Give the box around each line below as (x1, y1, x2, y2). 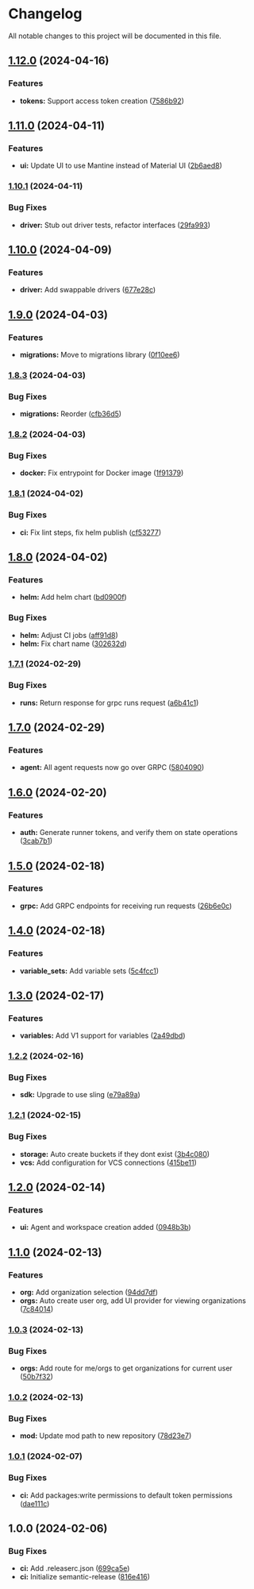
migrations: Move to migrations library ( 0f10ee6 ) (19, 350, 180, 359)
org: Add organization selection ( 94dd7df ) (19, 1288, 159, 1297)
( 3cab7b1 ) (19, 836, 53, 846)
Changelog (8, 5, 83, 23)
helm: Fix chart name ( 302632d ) (19, 639, 127, 648)
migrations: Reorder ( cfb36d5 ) (19, 409, 121, 419)
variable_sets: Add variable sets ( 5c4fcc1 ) (19, 966, 160, 976)
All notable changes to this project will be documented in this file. (8, 31, 222, 41)
